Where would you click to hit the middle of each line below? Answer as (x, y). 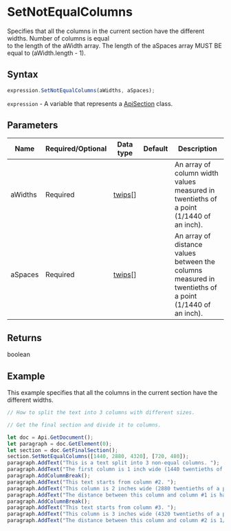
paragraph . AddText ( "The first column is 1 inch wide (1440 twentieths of (115, 469)
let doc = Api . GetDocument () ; (51, 437)
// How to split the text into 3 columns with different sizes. (101, 413)
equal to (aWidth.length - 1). (46, 53)
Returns (25, 338)
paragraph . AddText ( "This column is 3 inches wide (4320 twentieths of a (113, 514)
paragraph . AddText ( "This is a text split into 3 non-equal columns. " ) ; (113, 463)
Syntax (23, 75)
